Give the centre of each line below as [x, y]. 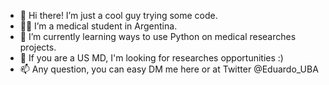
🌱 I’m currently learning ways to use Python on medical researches [158, 36]
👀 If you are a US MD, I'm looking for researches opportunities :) [151, 58]
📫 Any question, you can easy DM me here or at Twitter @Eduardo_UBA [169, 69]
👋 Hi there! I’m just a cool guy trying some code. [118, 15]
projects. [38, 47]
